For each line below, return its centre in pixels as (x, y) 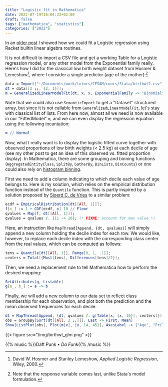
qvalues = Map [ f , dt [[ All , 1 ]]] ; (40, 214)
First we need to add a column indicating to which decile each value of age (82, 179)
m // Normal (17, 133)
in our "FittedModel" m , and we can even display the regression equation (79, 119)
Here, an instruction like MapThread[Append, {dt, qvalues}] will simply (77, 228)
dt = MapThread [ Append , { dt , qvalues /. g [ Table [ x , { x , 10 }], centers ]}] (84, 316)
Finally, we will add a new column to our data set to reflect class (71, 296)
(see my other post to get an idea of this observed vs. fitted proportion (78, 153)
